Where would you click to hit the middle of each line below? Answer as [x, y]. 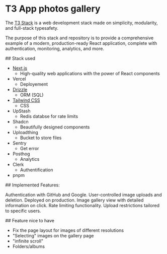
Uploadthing [25, 132]
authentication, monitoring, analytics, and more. [55, 48]
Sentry [19, 143]
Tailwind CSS [26, 100]
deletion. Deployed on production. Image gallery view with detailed [74, 200]
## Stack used [20, 58]
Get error [29, 148]
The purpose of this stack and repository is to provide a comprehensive [79, 38]
